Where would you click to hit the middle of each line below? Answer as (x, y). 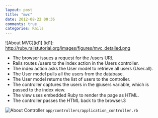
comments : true (21, 24)
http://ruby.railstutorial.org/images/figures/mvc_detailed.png (68, 48)
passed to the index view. (39, 90)
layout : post (19, 10)
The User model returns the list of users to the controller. (71, 79)
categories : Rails (24, 29)
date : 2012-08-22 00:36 (30, 19)
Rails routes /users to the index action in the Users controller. (76, 63)
